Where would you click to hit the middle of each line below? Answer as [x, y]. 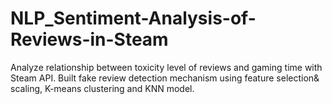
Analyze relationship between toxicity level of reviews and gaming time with [166, 67]
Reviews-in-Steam [89, 39]
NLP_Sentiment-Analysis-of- [133, 18]
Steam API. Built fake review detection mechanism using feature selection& [165, 78]
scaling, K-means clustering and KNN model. [102, 88]
